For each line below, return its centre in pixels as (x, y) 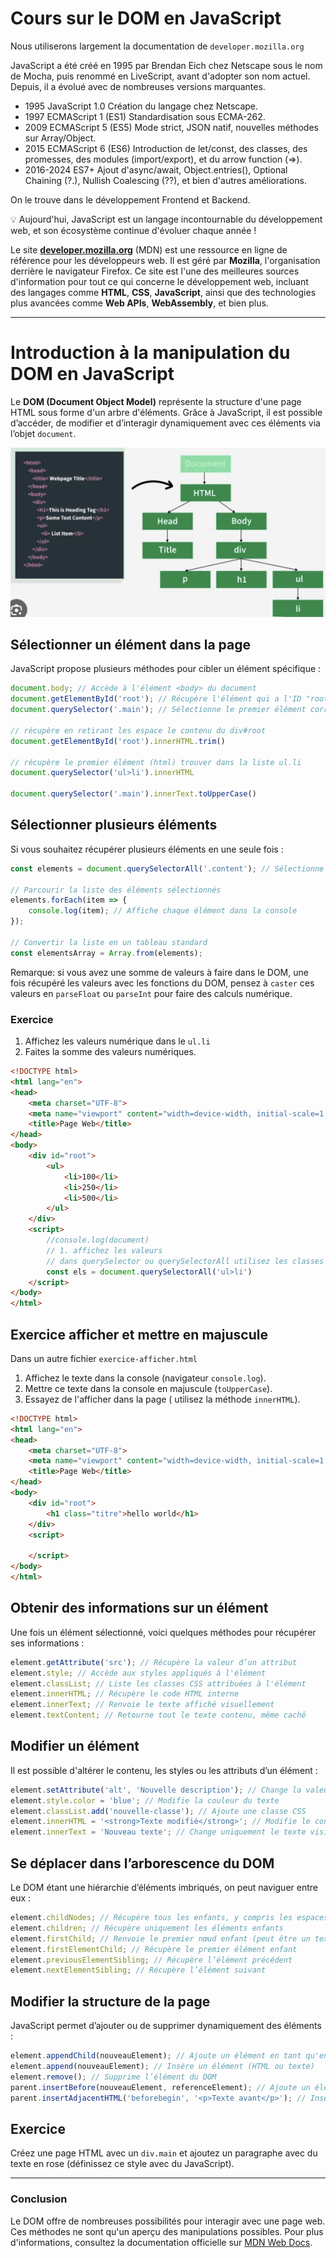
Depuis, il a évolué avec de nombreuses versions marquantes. (138, 86)
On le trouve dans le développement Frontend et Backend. (130, 199)
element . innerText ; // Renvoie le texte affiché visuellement (142, 1705)
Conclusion (39, 2199)
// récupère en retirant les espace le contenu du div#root (138, 730)
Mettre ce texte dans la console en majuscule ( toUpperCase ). (148, 1388)
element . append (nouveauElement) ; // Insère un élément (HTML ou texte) (162, 2066)
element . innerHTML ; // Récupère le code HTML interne (125, 1694)
